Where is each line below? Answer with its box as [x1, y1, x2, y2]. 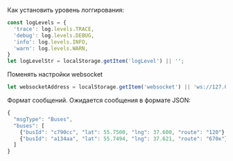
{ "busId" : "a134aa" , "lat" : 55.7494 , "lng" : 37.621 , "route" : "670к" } [19, 135, 228, 142]
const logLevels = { [7, 19, 67, 26]
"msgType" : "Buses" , [13, 115, 73, 123]
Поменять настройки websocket [7, 70, 103, 79]
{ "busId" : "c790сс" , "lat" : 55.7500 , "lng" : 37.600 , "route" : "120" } [19, 129, 225, 135]
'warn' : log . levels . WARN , [13, 45, 89, 52]
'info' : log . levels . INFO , [13, 38, 89, 46]
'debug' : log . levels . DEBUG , [13, 32, 95, 39]
